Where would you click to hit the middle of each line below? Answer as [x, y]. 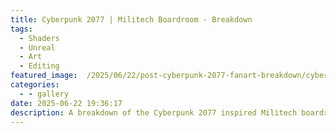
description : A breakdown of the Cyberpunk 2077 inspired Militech [154, 112]
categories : [35, 85]
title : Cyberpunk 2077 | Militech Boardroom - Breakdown [131, 19]
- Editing [39, 66]
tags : [21, 29]
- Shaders [39, 38]
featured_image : [44, 76]
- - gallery [44, 94]
